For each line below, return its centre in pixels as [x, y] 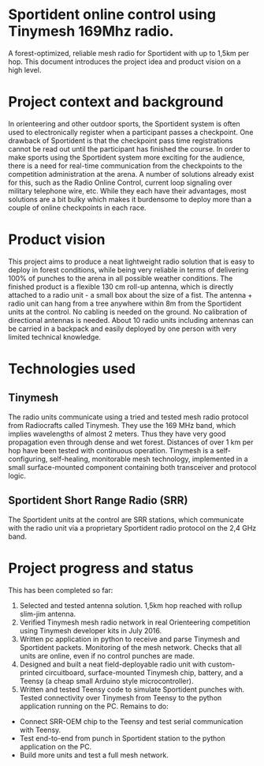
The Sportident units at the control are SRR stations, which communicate [126, 520]
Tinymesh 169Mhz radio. [91, 31]
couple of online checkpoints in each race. [77, 208]
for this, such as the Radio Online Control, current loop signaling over [120, 182]
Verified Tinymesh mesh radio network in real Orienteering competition [135, 622]
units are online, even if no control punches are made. [107, 655]
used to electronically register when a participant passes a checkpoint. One [131, 132]
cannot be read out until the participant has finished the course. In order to [129, 148]
